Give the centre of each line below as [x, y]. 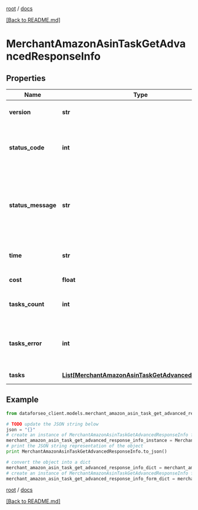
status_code [27, 147]
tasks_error [26, 343]
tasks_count [27, 304]
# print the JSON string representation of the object [75, 446]
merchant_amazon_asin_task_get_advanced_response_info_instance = [89, 441]
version [20, 112]
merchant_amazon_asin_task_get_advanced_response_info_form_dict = [91, 479]
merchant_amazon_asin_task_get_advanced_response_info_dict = [84, 467]
